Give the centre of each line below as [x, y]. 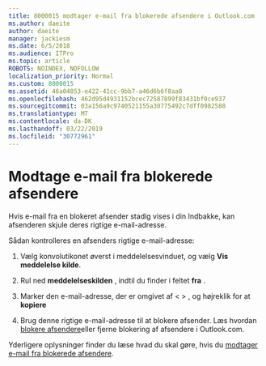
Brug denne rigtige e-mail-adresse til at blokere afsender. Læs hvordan [138, 320]
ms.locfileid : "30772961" [52, 136]
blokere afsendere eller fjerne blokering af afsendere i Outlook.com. [132, 329]
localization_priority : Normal [61, 76]
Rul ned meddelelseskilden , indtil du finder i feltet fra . [113, 280]
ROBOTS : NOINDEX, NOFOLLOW [54, 69]
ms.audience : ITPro [41, 53]
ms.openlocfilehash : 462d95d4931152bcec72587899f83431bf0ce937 [117, 99]
